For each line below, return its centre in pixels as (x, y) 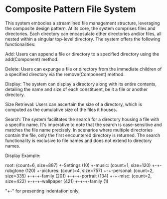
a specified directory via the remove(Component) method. (65, 74)
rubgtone (14, 170)
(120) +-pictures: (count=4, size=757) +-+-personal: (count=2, (89, 170)
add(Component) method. (32, 59)
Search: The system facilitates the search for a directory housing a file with (82, 119)
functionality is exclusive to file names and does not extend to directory (79, 140)
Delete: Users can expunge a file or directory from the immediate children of (83, 69)
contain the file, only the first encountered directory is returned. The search (83, 135)
